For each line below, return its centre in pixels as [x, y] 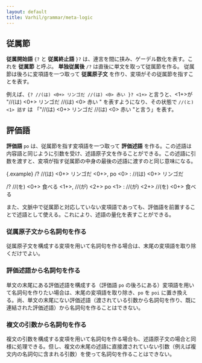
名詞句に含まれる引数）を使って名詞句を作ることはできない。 [99, 354]
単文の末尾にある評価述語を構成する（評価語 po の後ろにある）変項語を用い [100, 285]
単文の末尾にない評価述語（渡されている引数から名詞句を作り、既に [112, 300]
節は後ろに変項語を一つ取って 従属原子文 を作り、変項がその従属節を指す [97, 74]
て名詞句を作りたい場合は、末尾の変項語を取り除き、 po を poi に [87, 292]
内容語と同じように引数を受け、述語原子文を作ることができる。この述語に [99, 154]
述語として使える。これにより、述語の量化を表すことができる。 [96, 215]
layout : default [27, 12]
